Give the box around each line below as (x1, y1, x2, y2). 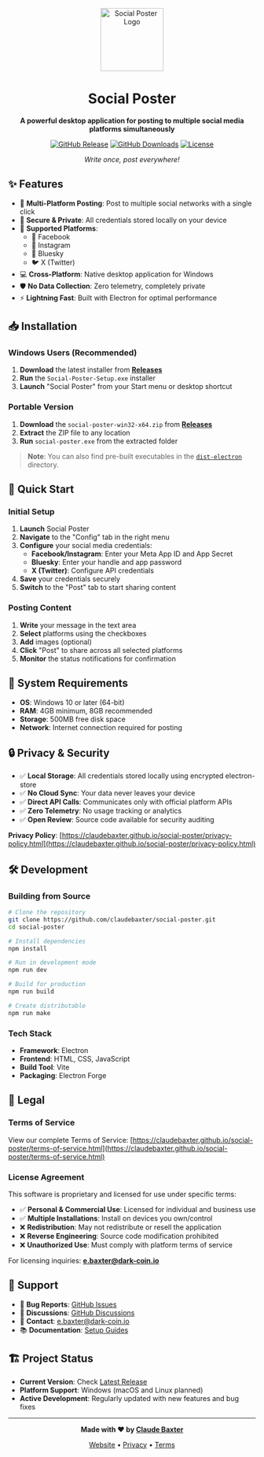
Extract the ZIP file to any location (19, 428, 131, 437)
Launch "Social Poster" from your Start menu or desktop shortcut (19, 382, 233, 391)
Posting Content (8, 602, 72, 614)
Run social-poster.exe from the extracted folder (19, 436, 178, 446)
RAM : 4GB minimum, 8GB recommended (19, 706, 153, 715)
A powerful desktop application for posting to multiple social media (20, 116, 244, 125)
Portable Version (8, 402, 74, 413)
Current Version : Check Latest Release (19, 1377, 148, 1386)
